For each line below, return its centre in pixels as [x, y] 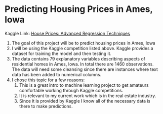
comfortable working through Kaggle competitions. [71, 90]
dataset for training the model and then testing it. [61, 54]
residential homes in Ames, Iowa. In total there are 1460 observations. [83, 64]
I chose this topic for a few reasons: [48, 80]
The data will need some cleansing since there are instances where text [85, 69]
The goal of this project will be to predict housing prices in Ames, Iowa [83, 43]
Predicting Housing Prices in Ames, [79, 9]
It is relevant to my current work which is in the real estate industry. [87, 96]
